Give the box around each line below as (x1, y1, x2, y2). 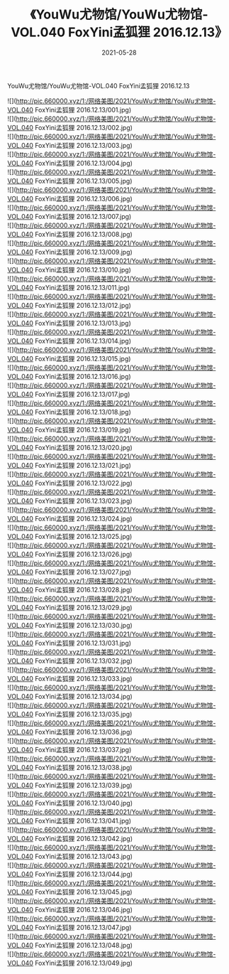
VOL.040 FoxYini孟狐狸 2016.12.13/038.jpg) (7, 763, 133, 771)
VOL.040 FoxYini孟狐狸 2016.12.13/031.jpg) (7, 638, 132, 647)
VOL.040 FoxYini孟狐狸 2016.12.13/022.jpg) (7, 478, 133, 487)
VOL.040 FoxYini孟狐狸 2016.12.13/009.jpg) (7, 247, 133, 256)
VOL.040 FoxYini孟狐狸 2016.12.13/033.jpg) (7, 674, 133, 683)
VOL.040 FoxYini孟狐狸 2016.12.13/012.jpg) (7, 301, 131, 309)
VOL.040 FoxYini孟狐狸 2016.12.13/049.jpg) (7, 958, 133, 967)
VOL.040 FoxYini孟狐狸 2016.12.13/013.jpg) (7, 319, 131, 327)
